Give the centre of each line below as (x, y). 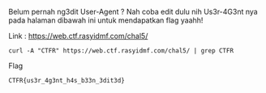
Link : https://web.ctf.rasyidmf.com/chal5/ (78, 36)
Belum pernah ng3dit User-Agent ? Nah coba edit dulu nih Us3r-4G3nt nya (133, 12)
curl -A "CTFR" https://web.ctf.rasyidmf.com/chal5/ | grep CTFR (121, 51)
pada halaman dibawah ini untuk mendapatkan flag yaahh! (106, 20)
